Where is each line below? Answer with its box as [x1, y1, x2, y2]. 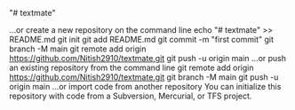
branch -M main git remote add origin [9, 43, 147, 54]
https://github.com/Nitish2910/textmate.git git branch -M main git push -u [9, 72, 279, 82]
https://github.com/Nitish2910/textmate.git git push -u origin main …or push [9, 53, 287, 63]
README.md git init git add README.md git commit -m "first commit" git [9, 35, 274, 44]
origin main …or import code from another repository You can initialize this [9, 82, 282, 91]
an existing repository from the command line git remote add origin [9, 62, 254, 73]
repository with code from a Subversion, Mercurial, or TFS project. [9, 90, 252, 101]
